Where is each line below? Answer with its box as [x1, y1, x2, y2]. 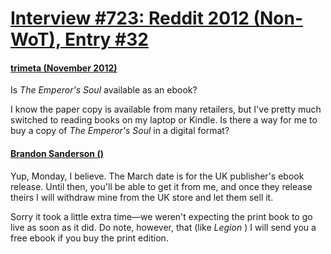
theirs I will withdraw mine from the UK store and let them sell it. [10, 191, 274, 203]
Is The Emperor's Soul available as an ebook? [10, 84, 198, 96]
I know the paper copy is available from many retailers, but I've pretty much [10, 103, 322, 116]
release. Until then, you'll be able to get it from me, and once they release [10, 180, 313, 192]
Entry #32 [64, 28, 149, 51]
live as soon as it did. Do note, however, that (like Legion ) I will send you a [10, 221, 317, 233]
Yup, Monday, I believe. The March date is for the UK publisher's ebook [10, 170, 305, 182]
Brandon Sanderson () [10, 147, 104, 159]
